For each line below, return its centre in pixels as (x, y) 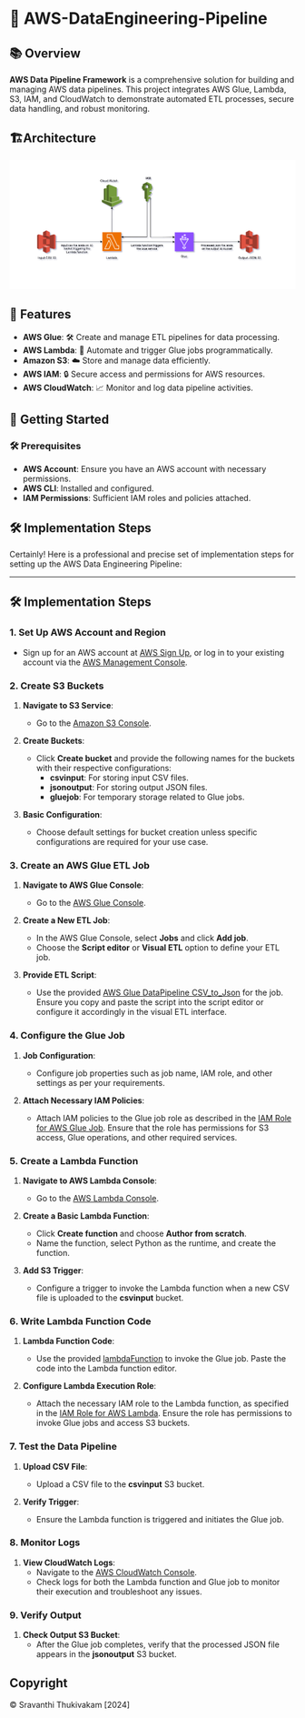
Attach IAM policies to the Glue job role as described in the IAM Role (164, 1118)
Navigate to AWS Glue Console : (83, 885)
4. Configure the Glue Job (67, 1036)
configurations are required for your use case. (122, 842)
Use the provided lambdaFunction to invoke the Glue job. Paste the (161, 1359)
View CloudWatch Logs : (69, 1562)
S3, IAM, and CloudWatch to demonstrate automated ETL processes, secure (152, 99)
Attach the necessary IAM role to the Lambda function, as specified (162, 1403)
